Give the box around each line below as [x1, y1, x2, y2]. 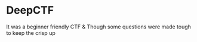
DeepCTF [6, 4, 54, 17]
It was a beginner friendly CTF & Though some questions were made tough [6, 23, 191, 30]
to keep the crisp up [6, 29, 56, 36]
